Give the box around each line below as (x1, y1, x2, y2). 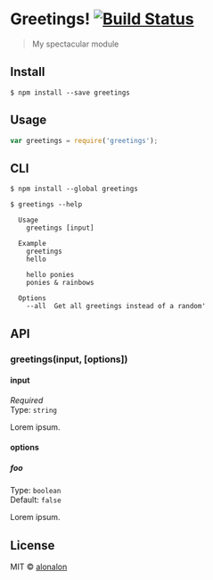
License (10, 537, 55, 553)
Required (10, 394, 44, 406)
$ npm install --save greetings (10, 88, 130, 97)
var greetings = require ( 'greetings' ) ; (10, 136, 159, 145)
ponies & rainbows (26, 278, 94, 288)
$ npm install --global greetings (10, 184, 139, 194)
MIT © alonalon (10, 561, 68, 572)
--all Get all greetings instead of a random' (26, 302, 206, 311)
